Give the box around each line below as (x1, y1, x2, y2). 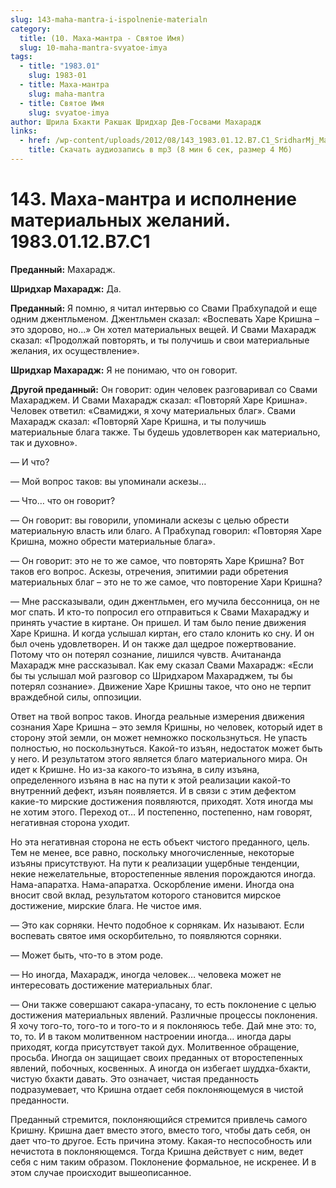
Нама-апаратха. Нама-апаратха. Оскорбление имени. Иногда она (10, 878, 295, 890)
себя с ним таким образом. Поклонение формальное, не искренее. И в (10, 1156, 317, 1168)
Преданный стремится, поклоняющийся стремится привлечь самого (10, 1113, 308, 1125)
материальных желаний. (10, 209, 231, 232)
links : (10, 126, 38, 136)
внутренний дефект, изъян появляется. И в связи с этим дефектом (10, 784, 297, 796)
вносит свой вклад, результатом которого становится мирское (10, 889, 282, 901)
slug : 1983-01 (28, 71, 87, 81)
